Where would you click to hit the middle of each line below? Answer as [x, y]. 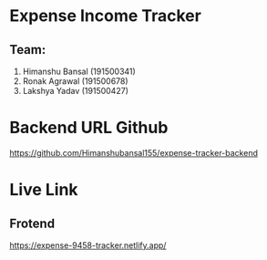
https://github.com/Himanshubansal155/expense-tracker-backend [133, 152]
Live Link [44, 190]
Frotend [32, 223]
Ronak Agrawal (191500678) [76, 81]
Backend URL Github [89, 128]
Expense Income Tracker [106, 16]
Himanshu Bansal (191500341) [79, 71]
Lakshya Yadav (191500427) [76, 91]
